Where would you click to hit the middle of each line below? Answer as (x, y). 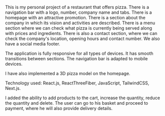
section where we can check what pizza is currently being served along (79, 28)
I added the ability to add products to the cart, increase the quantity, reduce (83, 98)
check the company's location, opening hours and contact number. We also (82, 39)
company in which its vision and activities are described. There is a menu (80, 23)
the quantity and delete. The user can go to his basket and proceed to (77, 103)
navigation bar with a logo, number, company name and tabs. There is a (79, 12)
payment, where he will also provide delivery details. (59, 108)
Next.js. (13, 88)
